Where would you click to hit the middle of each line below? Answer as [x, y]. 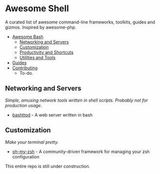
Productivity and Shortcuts [46, 52]
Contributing [25, 68]
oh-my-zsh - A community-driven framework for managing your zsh [81, 152]
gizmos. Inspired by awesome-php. [41, 27]
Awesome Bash [28, 37]
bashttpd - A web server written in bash [52, 115]
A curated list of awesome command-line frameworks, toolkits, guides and [80, 22]
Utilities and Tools [37, 57]
